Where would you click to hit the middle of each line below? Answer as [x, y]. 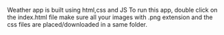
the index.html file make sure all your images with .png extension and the [110, 17]
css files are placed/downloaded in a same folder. [77, 24]
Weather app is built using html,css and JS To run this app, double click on [112, 10]
